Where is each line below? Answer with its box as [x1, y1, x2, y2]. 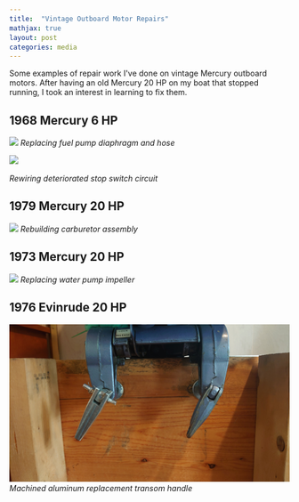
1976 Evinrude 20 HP [9, 300, 127, 315]
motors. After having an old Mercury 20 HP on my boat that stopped [9, 77, 259, 88]
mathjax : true [9, 23, 62, 33]
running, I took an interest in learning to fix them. [9, 87, 188, 98]
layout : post [9, 33, 58, 42]
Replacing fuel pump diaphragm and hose [20, 138, 175, 149]
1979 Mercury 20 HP [9, 198, 125, 214]
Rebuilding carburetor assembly [20, 223, 138, 234]
